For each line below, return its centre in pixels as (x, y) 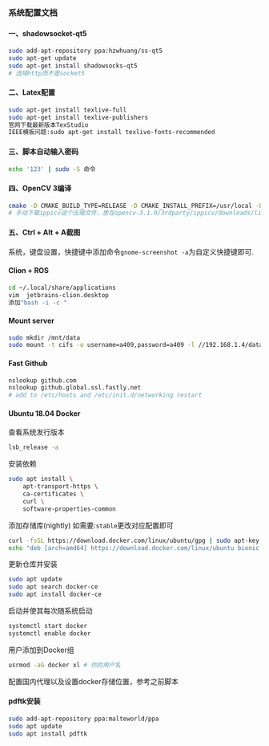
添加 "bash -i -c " (38, 303)
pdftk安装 (24, 701)
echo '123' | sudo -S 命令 (52, 169)
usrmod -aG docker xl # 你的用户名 (65, 665)
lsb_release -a (34, 447)
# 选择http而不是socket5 (47, 73)
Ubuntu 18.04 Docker (44, 413)
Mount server (31, 320)
